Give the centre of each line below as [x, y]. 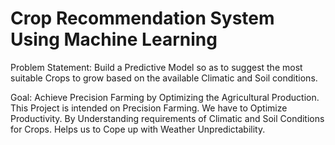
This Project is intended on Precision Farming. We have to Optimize [149, 108]
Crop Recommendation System [142, 18]
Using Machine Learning [114, 39]
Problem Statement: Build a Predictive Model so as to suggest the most [156, 67]
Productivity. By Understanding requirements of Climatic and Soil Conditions [167, 118]
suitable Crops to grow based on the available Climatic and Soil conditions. [164, 78]
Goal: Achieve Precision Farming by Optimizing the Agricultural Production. [165, 97]
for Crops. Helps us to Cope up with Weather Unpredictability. [138, 129]
